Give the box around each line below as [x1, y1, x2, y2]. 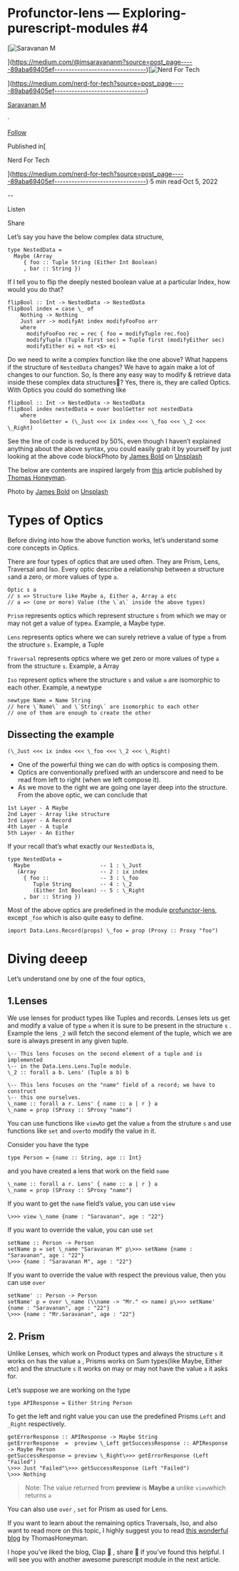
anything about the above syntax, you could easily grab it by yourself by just [7, 444, 232, 453]
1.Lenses [7, 995, 48, 1007]
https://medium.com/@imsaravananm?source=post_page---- [11, 57, 193, 66]
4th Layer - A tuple [7, 823, 69, 830]
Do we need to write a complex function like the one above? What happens [7, 355, 228, 363]
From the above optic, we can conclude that [17, 790, 148, 799]
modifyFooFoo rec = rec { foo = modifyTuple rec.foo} [26, 330, 190, 337]
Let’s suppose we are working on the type [7, 1386, 131, 1395]
